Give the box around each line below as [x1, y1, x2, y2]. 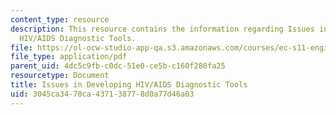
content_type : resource [10, 14, 110, 25]
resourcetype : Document [10, 71, 110, 81]
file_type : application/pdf [10, 52, 128, 62]
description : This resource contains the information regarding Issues [10, 24, 315, 34]
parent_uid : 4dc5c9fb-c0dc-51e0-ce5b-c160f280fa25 [10, 61, 226, 71]
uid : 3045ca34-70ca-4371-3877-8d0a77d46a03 [10, 89, 195, 99]
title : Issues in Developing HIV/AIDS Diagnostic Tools [10, 80, 248, 90]
